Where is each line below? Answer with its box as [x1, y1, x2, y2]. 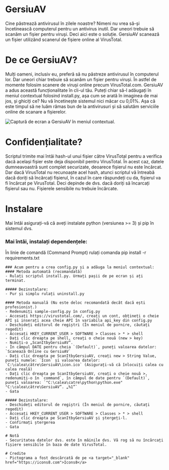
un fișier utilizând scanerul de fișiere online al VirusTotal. [5, 37, 123, 43]
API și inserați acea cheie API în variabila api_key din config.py [5, 318, 152, 323]
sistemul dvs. [5, 225, 33, 231]
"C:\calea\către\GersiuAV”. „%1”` [5, 384, 78, 390]
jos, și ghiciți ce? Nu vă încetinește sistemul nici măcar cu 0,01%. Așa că [5, 98, 155, 104]
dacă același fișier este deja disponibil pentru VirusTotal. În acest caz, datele [5, 158, 164, 164]
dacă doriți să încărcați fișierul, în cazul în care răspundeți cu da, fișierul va [5, 174, 161, 180]
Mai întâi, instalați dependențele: [5, 238, 87, 245]
